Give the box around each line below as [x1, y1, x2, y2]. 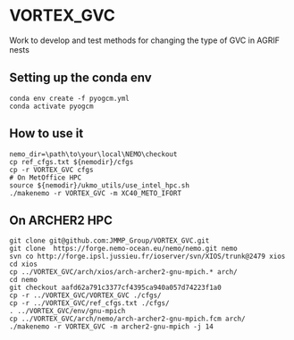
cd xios [9, 260, 38, 269]
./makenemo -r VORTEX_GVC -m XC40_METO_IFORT [9, 188, 181, 197]
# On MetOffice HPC [9, 173, 82, 182]
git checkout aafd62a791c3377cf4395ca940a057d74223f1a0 [9, 283, 222, 293]
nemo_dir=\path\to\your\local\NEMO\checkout [9, 149, 178, 159]
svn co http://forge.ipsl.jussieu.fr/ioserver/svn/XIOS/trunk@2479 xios [9, 252, 286, 261]
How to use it [9, 126, 84, 141]
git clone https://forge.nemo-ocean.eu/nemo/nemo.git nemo [9, 245, 239, 253]
